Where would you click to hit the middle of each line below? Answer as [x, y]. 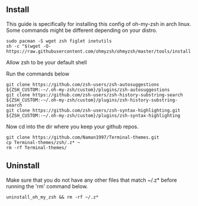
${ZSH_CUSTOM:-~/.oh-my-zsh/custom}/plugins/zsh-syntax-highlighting [93, 115]
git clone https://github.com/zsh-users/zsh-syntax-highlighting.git [93, 110]
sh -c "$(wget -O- [29, 46]
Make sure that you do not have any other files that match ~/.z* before [92, 180]
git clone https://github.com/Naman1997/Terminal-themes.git [83, 137]
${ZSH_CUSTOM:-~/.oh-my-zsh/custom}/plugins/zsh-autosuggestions [88, 90]
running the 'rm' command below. [47, 186]
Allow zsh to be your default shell [47, 62]
